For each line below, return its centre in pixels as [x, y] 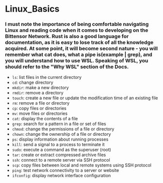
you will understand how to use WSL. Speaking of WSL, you [77, 61]
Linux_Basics [32, 9]
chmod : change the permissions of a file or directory [63, 129]
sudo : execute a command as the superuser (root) [62, 150]
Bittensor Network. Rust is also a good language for [67, 37]
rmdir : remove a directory [38, 93]
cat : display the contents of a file [45, 119]
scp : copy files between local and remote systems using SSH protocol [82, 165]
